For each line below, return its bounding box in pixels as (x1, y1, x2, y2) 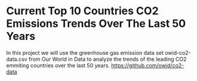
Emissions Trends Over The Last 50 (6, 17, 186, 30)
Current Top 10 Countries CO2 (6, 4, 159, 18)
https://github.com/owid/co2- (111, 61, 184, 69)
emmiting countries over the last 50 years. (6, 61, 110, 69)
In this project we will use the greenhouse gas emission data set (6, 49, 164, 56)
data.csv (6, 55, 28, 63)
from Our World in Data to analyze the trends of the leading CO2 (29, 55, 187, 63)
